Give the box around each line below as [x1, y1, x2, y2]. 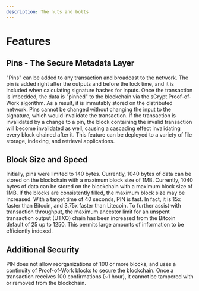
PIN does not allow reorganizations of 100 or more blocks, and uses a [6, 261, 176, 268]
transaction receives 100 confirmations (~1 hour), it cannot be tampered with [6, 273, 194, 280]
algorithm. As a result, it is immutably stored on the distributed [20, 99, 173, 106]
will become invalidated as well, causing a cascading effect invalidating [6, 125, 181, 132]
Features [6, 34, 51, 48]
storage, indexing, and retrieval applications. [6, 137, 115, 144]
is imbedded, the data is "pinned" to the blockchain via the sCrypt [6, 93, 168, 100]
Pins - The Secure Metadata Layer [6, 58, 135, 69]
